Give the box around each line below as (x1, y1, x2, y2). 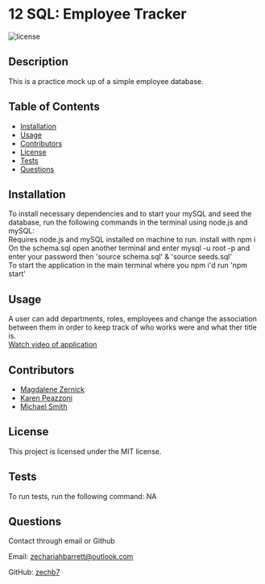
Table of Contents (8, 100, 101, 114)
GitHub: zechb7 (8, 567, 60, 578)
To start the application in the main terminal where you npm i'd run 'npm (8, 260, 248, 271)
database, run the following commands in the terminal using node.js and (8, 217, 248, 227)
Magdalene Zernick (19, 384, 85, 394)
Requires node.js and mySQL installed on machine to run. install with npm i (8, 235, 256, 245)
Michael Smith (19, 401, 68, 411)
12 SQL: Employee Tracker (8, 5, 187, 23)
